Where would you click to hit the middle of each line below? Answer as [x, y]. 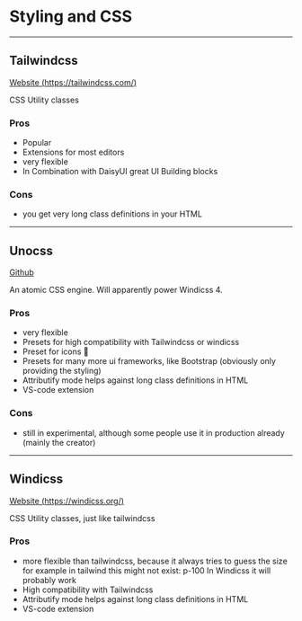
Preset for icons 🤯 [55, 351]
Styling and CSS [71, 17]
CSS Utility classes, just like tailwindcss [82, 518]
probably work [49, 580]
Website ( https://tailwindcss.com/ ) [73, 82]
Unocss [31, 250]
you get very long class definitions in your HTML [112, 214]
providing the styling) [62, 371]
